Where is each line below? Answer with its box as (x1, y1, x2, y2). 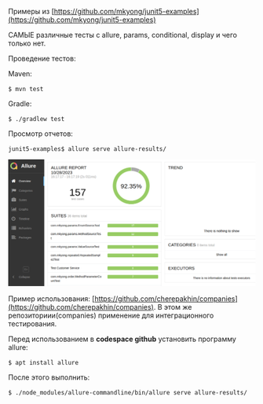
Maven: (8, 69, 33, 78)
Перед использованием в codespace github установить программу (8, 334, 237, 344)
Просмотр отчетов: (8, 129, 73, 138)
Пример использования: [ (8, 294, 95, 303)
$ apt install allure (8, 359, 79, 367)
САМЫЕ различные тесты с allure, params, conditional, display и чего (8, 31, 238, 39)
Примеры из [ (8, 7, 55, 16)
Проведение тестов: (8, 54, 76, 63)
